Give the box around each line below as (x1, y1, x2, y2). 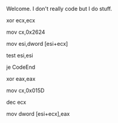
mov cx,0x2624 (6, 28, 45, 36)
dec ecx (6, 99, 27, 106)
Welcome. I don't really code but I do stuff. (6, 5, 113, 12)
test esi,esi (6, 52, 33, 59)
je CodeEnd (6, 63, 36, 71)
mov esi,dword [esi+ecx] (6, 40, 68, 47)
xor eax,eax (6, 75, 36, 82)
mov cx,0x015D (6, 87, 45, 94)
